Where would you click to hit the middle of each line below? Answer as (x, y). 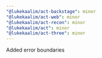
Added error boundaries (35, 50)
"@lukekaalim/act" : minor (38, 28)
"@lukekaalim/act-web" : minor (43, 17)
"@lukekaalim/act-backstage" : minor (51, 11)
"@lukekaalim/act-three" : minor (46, 33)
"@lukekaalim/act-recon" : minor (46, 22)
